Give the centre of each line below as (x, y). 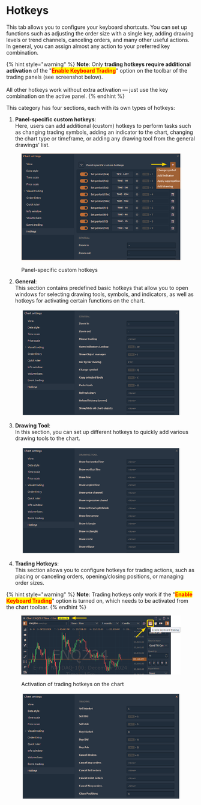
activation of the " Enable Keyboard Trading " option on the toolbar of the (97, 70)
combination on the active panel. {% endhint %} (65, 96)
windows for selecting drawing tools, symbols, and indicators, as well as (104, 294)
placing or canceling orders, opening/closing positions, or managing (99, 576)
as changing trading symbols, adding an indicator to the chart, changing (104, 132)
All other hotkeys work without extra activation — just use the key (87, 89)
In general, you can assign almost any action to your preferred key (88, 46)
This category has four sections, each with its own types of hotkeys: (91, 107)
